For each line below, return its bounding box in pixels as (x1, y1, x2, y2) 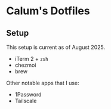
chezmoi (14, 61, 36, 68)
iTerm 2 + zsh (14, 55, 49, 62)
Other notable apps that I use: (6, 79, 79, 86)
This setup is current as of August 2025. (6, 43, 106, 51)
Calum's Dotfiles (6, 4, 91, 18)
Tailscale (14, 97, 37, 104)
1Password (14, 91, 42, 98)
